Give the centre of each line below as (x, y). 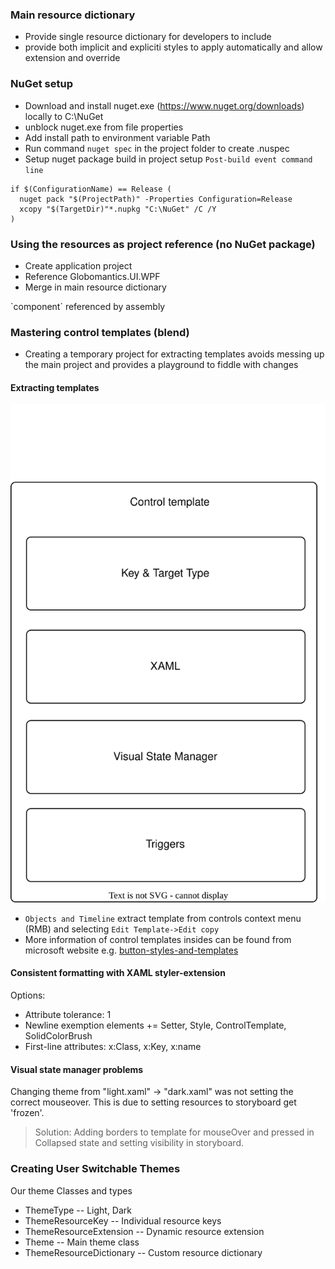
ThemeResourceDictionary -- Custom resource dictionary (143, 1252)
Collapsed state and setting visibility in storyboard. (139, 1143)
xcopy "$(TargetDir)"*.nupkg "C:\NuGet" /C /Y (118, 209)
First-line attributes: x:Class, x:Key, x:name (113, 1047)
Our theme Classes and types (71, 1190)
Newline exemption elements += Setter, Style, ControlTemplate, (155, 1025)
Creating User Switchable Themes (95, 1169)
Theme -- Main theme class (82, 1242)
